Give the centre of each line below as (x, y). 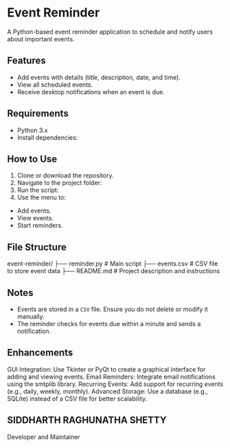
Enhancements (40, 353)
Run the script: (38, 190)
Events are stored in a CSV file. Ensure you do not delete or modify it (112, 309)
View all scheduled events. (55, 85)
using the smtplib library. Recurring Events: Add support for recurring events (115, 384)
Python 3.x (32, 130)
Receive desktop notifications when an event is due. (91, 92)
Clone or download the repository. (66, 175)
